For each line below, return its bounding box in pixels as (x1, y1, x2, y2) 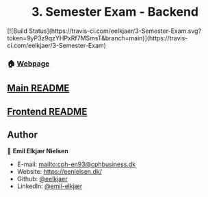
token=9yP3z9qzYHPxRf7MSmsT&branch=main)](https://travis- (7, 34, 188, 42)
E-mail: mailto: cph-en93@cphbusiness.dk (16, 160, 136, 168)
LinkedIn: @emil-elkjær (16, 182, 83, 190)
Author (7, 129, 38, 141)
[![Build (7, 27, 28, 35)
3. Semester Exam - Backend (31, 4, 199, 20)
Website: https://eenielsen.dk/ (16, 168, 103, 176)
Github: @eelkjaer (16, 175, 68, 183)
